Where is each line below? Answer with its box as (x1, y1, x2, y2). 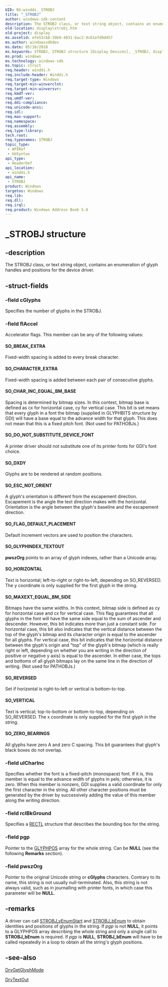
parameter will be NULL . (5, 890, 55, 896)
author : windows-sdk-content (5, 16, 66, 21)
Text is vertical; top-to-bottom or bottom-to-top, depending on (5, 708, 134, 715)
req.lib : (5, 193, 23, 198)
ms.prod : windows (5, 53, 41, 59)
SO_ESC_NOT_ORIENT (5, 482, 52, 488)
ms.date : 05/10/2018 (5, 44, 48, 49)
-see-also (5, 954, 36, 962)
